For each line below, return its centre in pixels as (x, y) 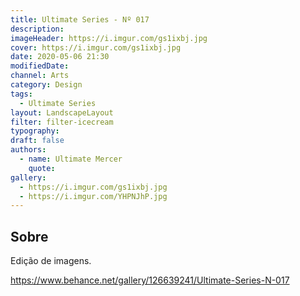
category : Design (46, 85)
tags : (21, 94)
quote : (42, 168)
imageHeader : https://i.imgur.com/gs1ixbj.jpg (109, 38)
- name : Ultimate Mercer (71, 159)
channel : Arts (40, 76)
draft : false (37, 141)
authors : (28, 150)
